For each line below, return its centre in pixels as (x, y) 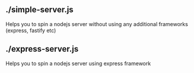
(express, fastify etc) (31, 30)
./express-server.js (42, 49)
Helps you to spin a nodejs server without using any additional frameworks (97, 24)
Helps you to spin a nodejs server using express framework (78, 63)
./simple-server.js (39, 10)
